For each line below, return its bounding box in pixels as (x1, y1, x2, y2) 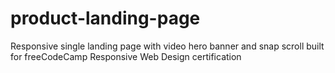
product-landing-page (10, 7, 201, 30)
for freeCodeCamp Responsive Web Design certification (10, 50, 242, 62)
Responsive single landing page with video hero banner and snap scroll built (10, 40, 325, 52)
